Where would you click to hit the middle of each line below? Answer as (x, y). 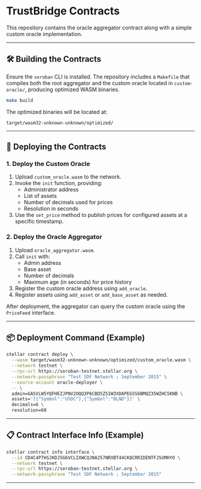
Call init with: (32, 256)
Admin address (42, 262)
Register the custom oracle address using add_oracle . (81, 288)
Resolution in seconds (51, 209)
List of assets (40, 196)
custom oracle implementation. (44, 34)
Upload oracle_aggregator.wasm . (55, 250)
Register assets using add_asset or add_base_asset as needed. (91, 294)
